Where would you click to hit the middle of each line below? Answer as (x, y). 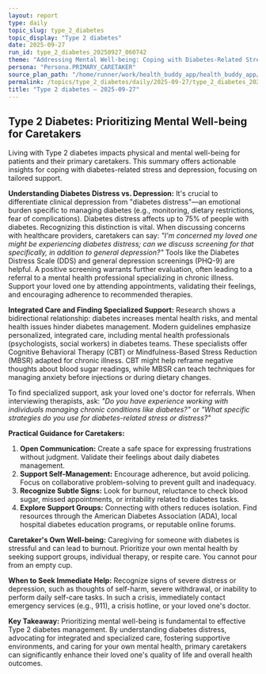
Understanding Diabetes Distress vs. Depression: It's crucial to (113, 193)
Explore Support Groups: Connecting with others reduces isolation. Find (138, 507)
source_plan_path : (38, 75)
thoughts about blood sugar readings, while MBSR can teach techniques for (132, 369)
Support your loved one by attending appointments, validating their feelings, (132, 286)
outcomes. (26, 664)
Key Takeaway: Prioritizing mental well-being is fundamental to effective (127, 621)
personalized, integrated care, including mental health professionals (119, 335)
